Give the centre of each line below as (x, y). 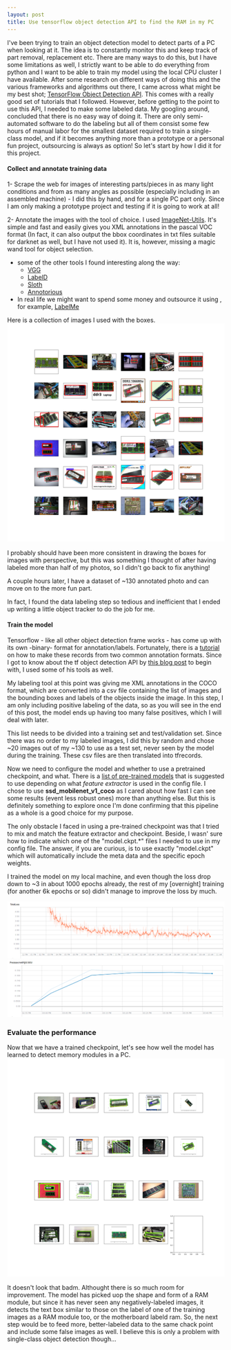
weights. (19, 863)
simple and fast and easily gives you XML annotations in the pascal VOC (110, 227)
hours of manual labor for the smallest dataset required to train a (99, 131)
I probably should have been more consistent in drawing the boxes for (107, 552)
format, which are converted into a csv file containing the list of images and (114, 690)
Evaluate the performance (52, 1033)
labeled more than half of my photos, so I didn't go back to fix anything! (109, 567)
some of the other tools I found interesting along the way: (99, 262)
